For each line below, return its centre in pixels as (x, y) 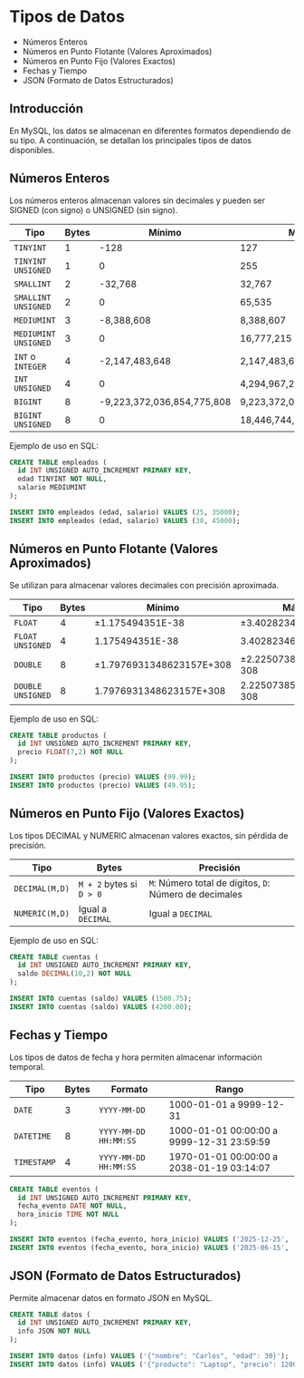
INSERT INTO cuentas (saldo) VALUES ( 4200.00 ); (101, 1007)
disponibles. (32, 150)
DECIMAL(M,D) (42, 888)
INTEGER (30, 366)
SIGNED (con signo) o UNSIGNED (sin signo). (94, 209)
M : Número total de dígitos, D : (209, 883)
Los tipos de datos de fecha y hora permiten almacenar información (136, 1057)
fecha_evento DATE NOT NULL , (72, 1206)
